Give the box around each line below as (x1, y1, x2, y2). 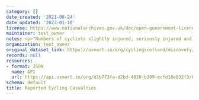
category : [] (6, 8, 38, 15)
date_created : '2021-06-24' (6, 14, 76, 20)
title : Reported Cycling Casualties (6, 85, 97, 91)
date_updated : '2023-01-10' (6, 19, 76, 25)
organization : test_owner (6, 42, 70, 48)
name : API (11, 69, 36, 75)
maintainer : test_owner (6, 31, 65, 36)
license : (6, 25, 28, 31)
